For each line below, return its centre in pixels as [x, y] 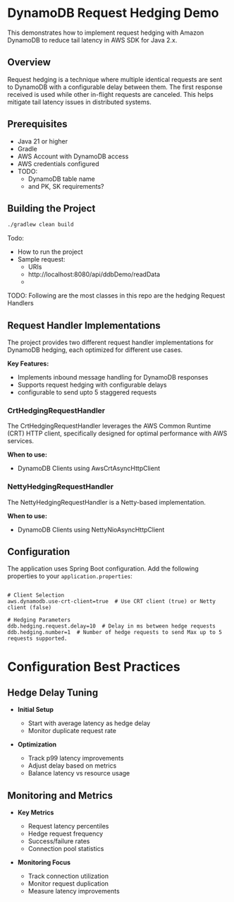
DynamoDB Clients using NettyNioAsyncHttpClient [91, 529]
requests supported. [38, 639]
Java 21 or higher [43, 141]
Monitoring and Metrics [60, 796]
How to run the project [50, 252]
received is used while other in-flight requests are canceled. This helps [110, 94]
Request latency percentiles [68, 826]
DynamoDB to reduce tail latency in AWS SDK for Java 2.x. [92, 40]
